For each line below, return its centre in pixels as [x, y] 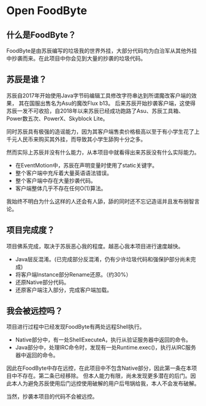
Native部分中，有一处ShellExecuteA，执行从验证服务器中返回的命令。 [103, 340]
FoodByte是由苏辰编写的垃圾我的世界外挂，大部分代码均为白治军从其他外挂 [102, 51]
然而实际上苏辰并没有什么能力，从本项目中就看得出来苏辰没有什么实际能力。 [103, 152]
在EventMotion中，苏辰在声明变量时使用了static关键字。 [86, 165]
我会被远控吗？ [35, 311]
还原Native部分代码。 [42, 282]
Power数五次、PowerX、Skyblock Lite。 [57, 118]
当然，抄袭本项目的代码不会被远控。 [52, 397]
